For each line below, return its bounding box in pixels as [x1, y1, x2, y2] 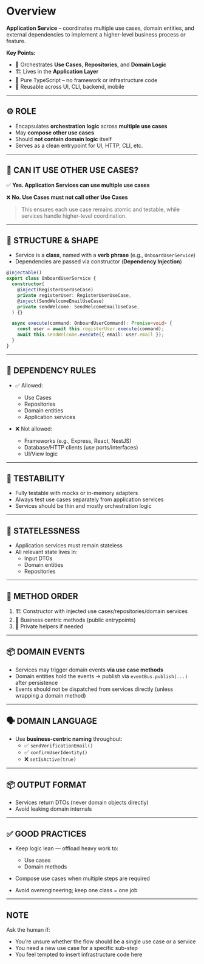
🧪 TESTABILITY [6, 473, 66, 484]
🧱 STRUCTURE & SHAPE [6, 235, 99, 246]
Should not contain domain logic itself [15, 135, 112, 142]
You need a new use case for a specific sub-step [15, 945, 138, 952]
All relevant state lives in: [15, 549, 78, 556]
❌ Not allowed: [15, 425, 53, 432]
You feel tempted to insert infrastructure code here [15, 951, 143, 959]
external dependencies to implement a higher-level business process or [6, 30, 186, 38]
